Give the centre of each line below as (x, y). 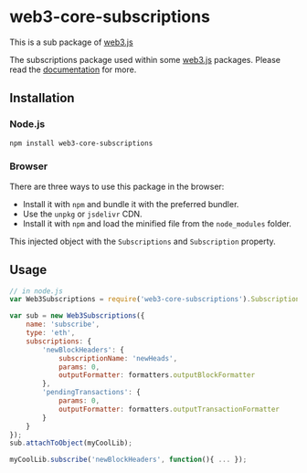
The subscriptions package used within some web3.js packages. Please (145, 59)
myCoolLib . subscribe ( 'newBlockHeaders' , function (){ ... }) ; (128, 460)
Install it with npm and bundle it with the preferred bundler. (131, 204)
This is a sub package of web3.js (72, 42)
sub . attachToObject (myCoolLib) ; (71, 443)
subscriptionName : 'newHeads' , (118, 358)
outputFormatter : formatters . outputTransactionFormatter (169, 409)
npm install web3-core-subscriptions (81, 143)
